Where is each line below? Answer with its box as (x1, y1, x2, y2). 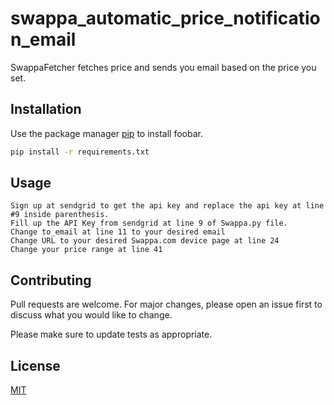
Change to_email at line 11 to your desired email (10, 227, 226, 237)
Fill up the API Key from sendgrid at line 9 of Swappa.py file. (10, 218, 288, 229)
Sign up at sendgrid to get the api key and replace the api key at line (10, 201, 325, 211)
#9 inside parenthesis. (10, 210, 110, 220)
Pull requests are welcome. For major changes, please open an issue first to (10, 298, 323, 311)
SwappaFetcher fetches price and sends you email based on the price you (10, 61, 317, 73)
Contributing (10, 272, 92, 289)
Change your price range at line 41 (10, 245, 163, 255)
